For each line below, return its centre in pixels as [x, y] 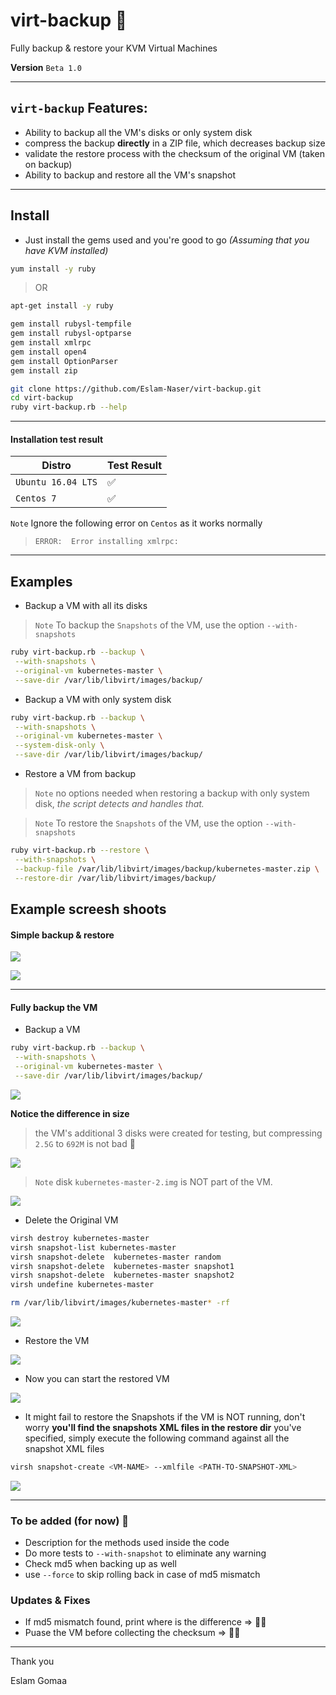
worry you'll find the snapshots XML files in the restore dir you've [163, 1427]
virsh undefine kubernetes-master [82, 1285]
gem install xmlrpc [51, 343]
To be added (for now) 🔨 [70, 1521]
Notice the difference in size [70, 1113]
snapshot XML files [64, 1448]
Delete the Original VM [71, 1220]
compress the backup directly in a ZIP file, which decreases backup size [175, 143]
